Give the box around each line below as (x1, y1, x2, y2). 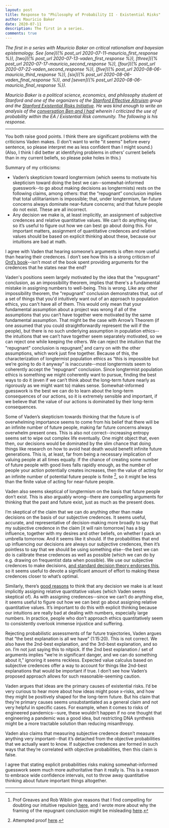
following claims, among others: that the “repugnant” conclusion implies (12, 190, 162, 196)
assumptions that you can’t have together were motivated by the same (5, 312, 151, 318)
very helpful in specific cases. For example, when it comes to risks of (5, 704, 149, 710)
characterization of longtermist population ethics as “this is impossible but (5, 355, 159, 361)
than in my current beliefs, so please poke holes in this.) (5, 155, 121, 160)
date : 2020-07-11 (5, 21, 42, 27)
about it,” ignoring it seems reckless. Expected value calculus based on (5, 657, 153, 664)
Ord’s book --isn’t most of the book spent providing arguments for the (5, 259, 148, 265)
